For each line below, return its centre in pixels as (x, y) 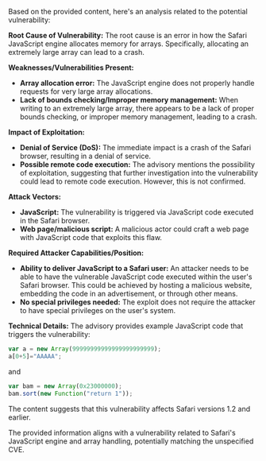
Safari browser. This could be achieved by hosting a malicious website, (136, 285)
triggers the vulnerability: (49, 334)
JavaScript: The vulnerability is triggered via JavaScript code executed (137, 212)
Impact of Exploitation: (46, 132)
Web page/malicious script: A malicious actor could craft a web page (134, 229)
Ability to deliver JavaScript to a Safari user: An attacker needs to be (134, 268)
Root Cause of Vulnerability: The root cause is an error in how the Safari (128, 35)
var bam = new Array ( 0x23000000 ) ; (66, 386)
